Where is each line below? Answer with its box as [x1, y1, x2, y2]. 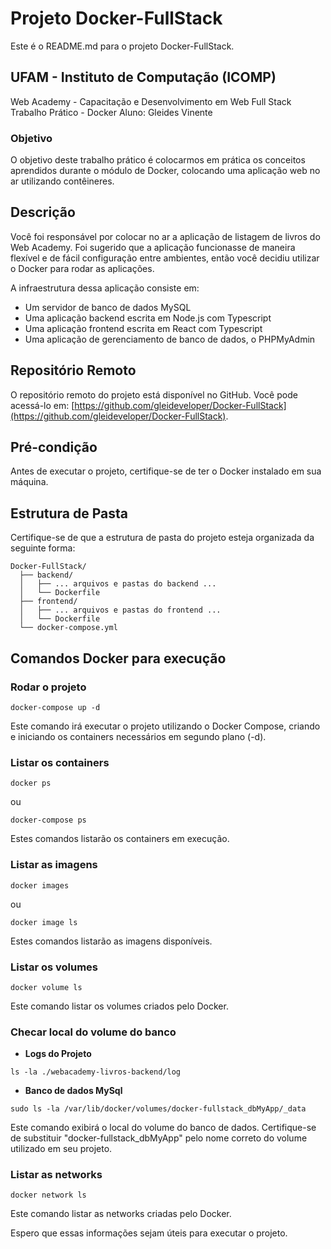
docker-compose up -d [10, 702, 101, 712]
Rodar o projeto [10, 680, 87, 694]
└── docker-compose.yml [19, 623, 118, 633]
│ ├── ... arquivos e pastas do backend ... [19, 579, 217, 589]
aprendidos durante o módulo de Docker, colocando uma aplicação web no [10, 165, 321, 177]
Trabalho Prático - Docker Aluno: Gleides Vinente [10, 106, 213, 118]
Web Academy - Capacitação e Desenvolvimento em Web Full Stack [10, 95, 292, 107]
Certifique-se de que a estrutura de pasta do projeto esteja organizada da [10, 532, 315, 544]
